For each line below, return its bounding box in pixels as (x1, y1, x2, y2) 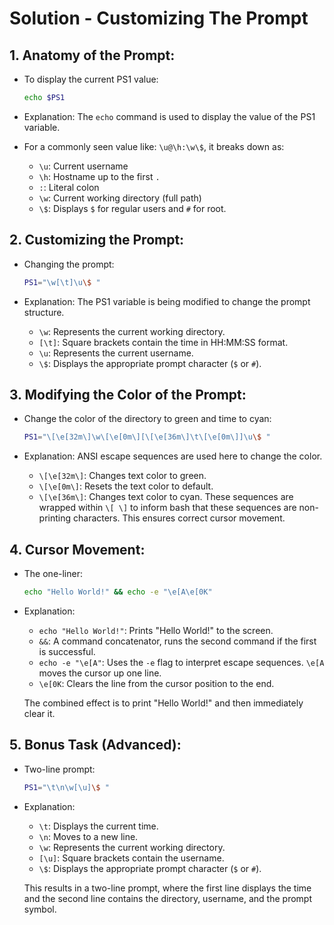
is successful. (38, 645, 96, 657)
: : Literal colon (38, 181, 100, 193)
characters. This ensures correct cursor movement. (73, 512, 286, 524)
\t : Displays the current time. (38, 820, 159, 832)
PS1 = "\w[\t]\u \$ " (23, 277, 101, 287)
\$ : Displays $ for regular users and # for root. (38, 202, 227, 214)
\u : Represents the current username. (38, 347, 194, 359)
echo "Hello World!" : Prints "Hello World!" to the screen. (38, 624, 274, 636)
